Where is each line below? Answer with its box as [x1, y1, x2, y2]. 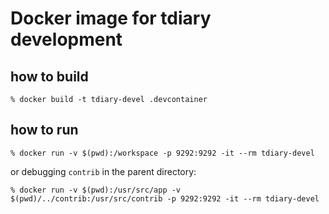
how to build [10, 68, 89, 85]
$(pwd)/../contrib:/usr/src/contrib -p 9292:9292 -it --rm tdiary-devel [10, 193, 320, 204]
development [10, 28, 123, 51]
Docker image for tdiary [10, 7, 212, 30]
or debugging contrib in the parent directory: [10, 165, 197, 177]
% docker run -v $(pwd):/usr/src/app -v [10, 185, 182, 195]
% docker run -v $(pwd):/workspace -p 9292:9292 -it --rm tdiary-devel [10, 148, 315, 158]
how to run [10, 122, 79, 139]
